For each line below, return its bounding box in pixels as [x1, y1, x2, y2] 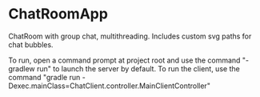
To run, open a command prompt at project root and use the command [8, 55, 241, 65]
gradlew [8, 63, 36, 73]
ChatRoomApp [8, 5, 108, 23]
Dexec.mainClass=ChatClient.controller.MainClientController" [8, 81, 210, 91]
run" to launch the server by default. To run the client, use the [36, 63, 240, 73]
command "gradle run [8, 72, 81, 82]
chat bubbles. [8, 39, 54, 49]
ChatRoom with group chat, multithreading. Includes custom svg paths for [8, 31, 252, 41]
